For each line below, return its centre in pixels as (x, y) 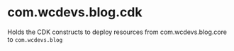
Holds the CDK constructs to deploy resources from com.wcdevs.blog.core (117, 32)
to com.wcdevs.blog (35, 39)
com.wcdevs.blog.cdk (75, 12)
